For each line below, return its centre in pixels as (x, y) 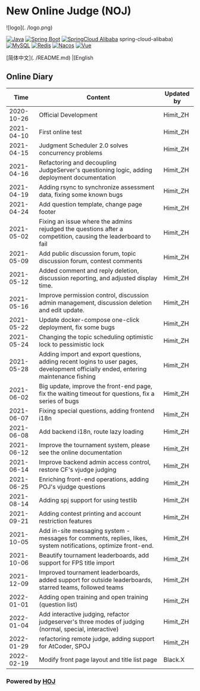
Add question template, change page (90, 204)
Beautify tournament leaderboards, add (94, 555)
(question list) (58, 605)
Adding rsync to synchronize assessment (96, 187)
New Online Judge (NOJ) (69, 11)
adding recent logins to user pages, (88, 361)
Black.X (174, 659)
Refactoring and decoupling (78, 162)
